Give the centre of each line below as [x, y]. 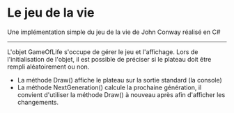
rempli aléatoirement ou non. [48, 67]
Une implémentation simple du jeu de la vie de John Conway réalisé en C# [114, 32]
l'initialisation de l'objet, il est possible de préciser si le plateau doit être [109, 59]
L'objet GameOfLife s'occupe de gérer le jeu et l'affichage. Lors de [103, 52]
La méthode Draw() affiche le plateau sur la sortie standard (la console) [120, 80]
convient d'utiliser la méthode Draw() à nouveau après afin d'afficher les [121, 94]
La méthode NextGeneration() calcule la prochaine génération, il [109, 87]
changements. [38, 102]
